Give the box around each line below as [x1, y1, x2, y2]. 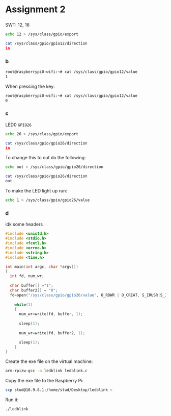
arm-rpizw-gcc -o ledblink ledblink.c [5, 369, 88, 374]
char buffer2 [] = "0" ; [10, 287, 58, 293]
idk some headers [5, 221, 43, 228]
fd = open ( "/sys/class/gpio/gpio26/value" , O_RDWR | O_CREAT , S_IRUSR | [10, 292, 160, 298]
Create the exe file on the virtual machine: [5, 358, 93, 364]
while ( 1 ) [14, 302, 33, 307]
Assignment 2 [5, 4, 66, 15]
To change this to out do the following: [5, 155, 86, 161]
